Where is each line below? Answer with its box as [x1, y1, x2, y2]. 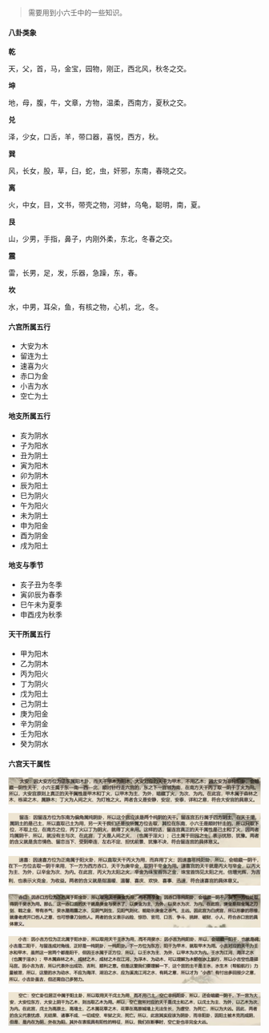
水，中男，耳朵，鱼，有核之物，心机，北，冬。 [8, 302, 163, 312]
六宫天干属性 [8, 758, 50, 768]
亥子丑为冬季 [19, 580, 62, 589]
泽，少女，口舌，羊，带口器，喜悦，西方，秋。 [8, 132, 163, 142]
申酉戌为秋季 [19, 609, 62, 619]
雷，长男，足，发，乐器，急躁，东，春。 [8, 268, 142, 278]
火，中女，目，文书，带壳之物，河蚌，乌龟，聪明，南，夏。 [8, 200, 205, 210]
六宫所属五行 [8, 322, 50, 332]
